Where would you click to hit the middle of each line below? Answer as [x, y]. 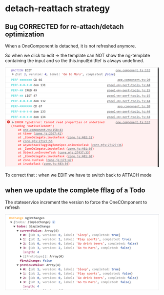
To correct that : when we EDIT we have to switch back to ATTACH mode [78, 175]
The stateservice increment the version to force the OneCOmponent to [76, 202]
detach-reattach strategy [58, 9]
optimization [25, 34]
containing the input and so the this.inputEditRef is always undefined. [75, 61]
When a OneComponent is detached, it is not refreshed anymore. [71, 46]
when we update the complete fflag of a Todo [75, 191]
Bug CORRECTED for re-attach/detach [64, 27]
